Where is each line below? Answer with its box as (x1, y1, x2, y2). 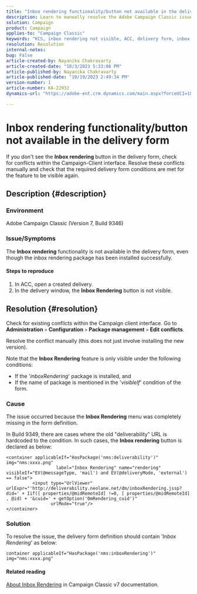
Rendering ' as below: (6, 539, 57, 546)
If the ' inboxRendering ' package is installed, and (14, 372, 131, 379)
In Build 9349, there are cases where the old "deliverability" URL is (6, 431, 167, 438)
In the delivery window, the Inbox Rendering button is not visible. (14, 286, 172, 294)
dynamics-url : (6, 91, 41, 96)
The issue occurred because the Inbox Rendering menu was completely (6, 413, 182, 420)
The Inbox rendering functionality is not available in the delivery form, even (6, 248, 189, 255)
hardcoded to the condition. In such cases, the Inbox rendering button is (6, 436, 182, 444)
